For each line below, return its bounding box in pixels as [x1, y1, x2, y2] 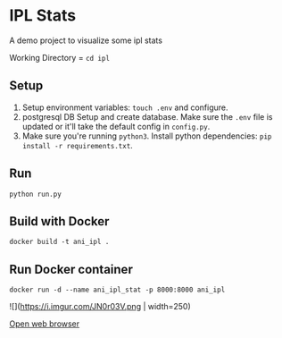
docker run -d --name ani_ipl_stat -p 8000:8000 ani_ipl [9, 285, 226, 295]
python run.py [9, 190, 62, 199]
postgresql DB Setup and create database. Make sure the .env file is [21, 111, 273, 122]
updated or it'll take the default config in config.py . [21, 121, 211, 131]
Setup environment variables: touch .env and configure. [21, 102, 229, 113]
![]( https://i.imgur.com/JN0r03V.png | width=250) [9, 301, 192, 312]
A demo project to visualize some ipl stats [9, 35, 163, 46]
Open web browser [9, 318, 80, 329]
